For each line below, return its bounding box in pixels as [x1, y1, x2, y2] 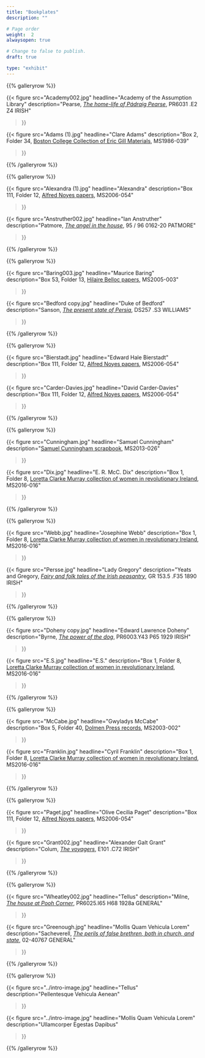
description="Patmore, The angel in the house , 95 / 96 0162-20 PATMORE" [6, 222, 196, 229]
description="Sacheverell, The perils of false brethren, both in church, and [6, 930, 195, 937]
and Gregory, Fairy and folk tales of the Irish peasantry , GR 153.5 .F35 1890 [6, 572, 197, 580]
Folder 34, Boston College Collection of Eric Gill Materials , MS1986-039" [6, 137, 190, 144]
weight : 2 [6, 31, 34, 37]
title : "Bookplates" [6, 9, 59, 15]
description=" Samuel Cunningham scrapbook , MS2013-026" [6, 445, 160, 452]
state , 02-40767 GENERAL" [6, 936, 76, 943]
